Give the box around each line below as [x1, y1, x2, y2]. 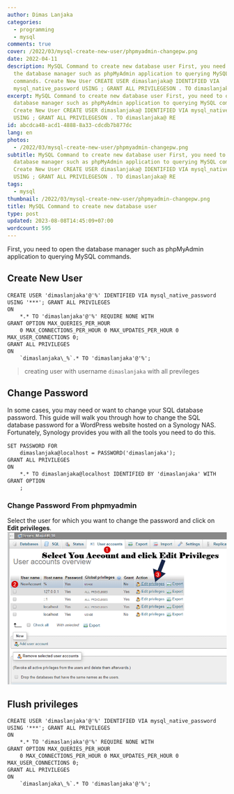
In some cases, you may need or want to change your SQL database [7, 406, 203, 414]
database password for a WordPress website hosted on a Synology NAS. [7, 420, 217, 429]
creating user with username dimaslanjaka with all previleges [24, 367, 200, 375]
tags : [7, 181, 23, 188]
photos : [7, 136, 30, 143]
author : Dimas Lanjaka [7, 11, 73, 18]
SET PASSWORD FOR [7, 442, 58, 450]
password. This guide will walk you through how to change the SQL [7, 413, 201, 422]
